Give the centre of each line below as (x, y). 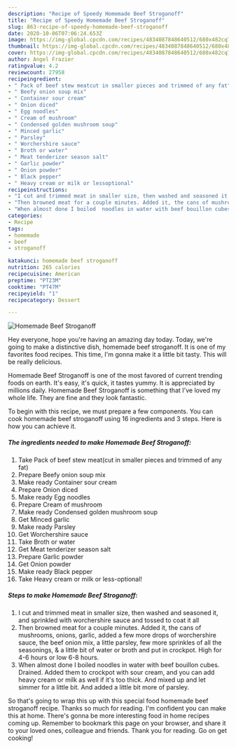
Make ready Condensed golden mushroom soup (88, 512)
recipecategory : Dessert (44, 300)
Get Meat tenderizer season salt (64, 549)
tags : (16, 228)
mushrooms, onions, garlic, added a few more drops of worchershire (117, 635)
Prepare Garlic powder (51, 557)
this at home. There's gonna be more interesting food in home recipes (109, 716)
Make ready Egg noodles (54, 497)
